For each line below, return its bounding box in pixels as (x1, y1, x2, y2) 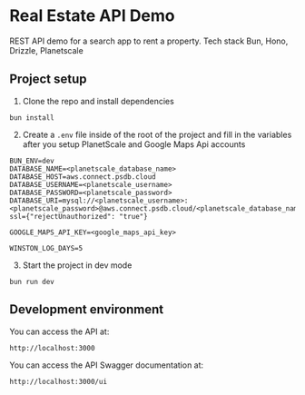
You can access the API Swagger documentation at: (9, 360, 204, 370)
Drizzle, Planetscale (9, 44, 84, 55)
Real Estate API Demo (9, 5, 175, 26)
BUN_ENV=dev (9, 156, 54, 165)
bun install (9, 113, 54, 123)
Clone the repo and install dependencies (22, 95, 174, 106)
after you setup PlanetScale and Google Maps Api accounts (22, 138, 246, 150)
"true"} (119, 212, 148, 221)
